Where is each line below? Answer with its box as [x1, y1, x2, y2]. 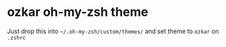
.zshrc [7, 34, 26, 41]
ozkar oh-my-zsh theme [7, 4, 149, 20]
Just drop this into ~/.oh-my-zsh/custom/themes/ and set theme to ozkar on [7, 27, 219, 35]
